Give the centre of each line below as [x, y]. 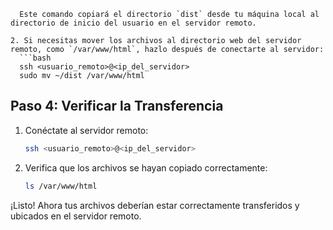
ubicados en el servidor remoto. [76, 216]
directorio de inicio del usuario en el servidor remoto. [133, 23]
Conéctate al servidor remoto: [86, 130]
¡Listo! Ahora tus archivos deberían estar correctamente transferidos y [155, 205]
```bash [35, 58]
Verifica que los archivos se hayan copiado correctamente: [146, 167]
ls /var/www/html [61, 186]
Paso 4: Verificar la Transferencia [117, 106]
